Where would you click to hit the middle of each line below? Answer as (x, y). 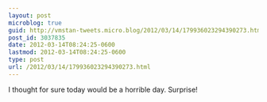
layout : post (30, 15)
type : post (26, 60)
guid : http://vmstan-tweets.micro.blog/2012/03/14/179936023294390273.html (136, 30)
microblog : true (35, 23)
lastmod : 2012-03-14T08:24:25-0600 (67, 52)
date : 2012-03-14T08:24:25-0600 (62, 45)
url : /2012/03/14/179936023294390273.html (79, 67)
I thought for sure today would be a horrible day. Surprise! (103, 89)
